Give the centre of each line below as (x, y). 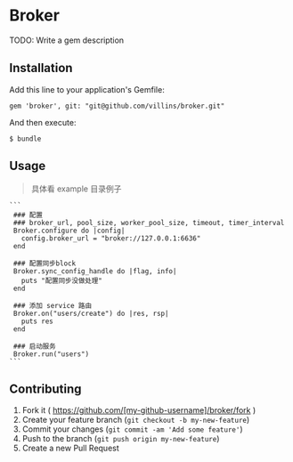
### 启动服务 (34, 346)
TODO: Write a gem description (67, 40)
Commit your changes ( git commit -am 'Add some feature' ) (132, 429)
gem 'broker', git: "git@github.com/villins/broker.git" (117, 106)
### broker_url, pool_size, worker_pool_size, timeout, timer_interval (149, 223)
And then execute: (43, 122)
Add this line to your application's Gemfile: (87, 89)
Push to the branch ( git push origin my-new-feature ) (121, 439)
